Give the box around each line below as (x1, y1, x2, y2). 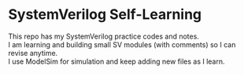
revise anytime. (8, 48, 58, 57)
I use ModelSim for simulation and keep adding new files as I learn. (8, 57, 226, 66)
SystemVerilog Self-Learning (8, 6, 202, 24)
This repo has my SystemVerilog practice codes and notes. (8, 31, 199, 41)
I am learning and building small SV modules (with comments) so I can (8, 39, 236, 49)
